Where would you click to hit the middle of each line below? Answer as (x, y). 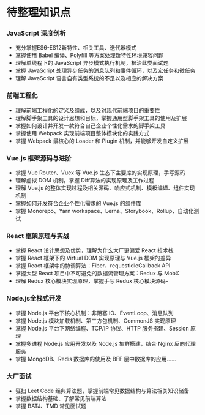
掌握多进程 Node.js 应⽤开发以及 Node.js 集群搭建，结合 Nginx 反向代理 (105, 343)
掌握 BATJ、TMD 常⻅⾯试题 (51, 406)
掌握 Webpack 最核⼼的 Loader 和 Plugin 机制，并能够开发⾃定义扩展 (102, 141)
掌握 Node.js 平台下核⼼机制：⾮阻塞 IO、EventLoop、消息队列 (94, 313)
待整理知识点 (39, 13)
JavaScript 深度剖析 (36, 33)
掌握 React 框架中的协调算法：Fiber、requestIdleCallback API (93, 266)
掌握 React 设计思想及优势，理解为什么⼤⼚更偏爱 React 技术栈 (94, 250)
